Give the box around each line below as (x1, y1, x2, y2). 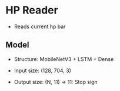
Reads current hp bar (14, 23, 66, 30)
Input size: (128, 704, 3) (14, 67, 72, 74)
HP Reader (5, 4, 58, 17)
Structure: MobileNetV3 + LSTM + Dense (14, 55, 114, 62)
